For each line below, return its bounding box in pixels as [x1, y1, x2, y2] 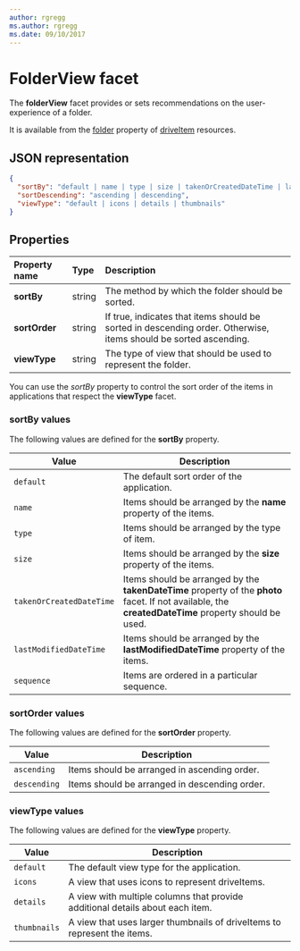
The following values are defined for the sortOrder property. [9, 727, 232, 737]
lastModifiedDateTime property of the [123, 643, 286, 655]
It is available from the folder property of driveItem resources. [9, 124, 237, 135]
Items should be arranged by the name [123, 495, 287, 508]
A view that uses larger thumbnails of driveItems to [68, 916, 281, 929]
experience [9, 107, 51, 118]
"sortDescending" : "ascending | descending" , [17, 190, 190, 199]
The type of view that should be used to [104, 348, 272, 360]
